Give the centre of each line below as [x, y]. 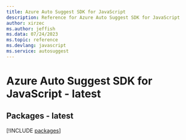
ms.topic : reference [32, 40]
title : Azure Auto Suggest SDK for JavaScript [66, 12]
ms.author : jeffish [31, 29]
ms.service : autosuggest [38, 51]
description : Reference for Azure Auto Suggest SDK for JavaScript [93, 17]
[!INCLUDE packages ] [34, 130]
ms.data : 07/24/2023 [32, 34]
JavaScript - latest [54, 94]
